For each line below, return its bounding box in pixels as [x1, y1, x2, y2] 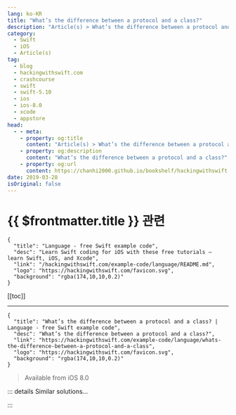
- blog [13, 63, 33, 70]
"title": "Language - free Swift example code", [13, 243, 159, 250]
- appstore [13, 115, 46, 122]
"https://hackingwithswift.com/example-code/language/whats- [38, 337, 221, 344]
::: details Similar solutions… [7, 388, 88, 396]
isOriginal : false [7, 180, 61, 187]
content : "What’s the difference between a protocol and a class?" [25, 154, 228, 162]
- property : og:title [20, 134, 83, 141]
